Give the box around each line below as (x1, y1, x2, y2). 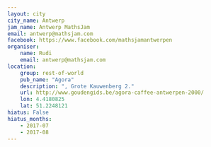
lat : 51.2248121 (20, 102, 69, 110)
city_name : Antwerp (7, 17, 65, 24)
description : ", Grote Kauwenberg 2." (20, 83, 135, 90)
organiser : (7, 43, 40, 50)
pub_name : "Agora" (20, 76, 74, 83)
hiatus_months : (7, 115, 52, 122)
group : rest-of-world (20, 69, 84, 76)
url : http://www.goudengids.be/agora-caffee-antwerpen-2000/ (20, 89, 204, 96)
